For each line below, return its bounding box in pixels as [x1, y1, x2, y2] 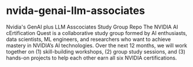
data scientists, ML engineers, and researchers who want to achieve [6, 36, 171, 43]
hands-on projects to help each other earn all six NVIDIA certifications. [6, 54, 177, 61]
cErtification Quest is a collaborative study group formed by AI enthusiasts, [6, 29, 188, 36]
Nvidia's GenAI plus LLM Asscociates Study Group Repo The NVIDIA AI [6, 23, 178, 30]
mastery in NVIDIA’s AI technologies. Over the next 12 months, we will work [6, 42, 188, 49]
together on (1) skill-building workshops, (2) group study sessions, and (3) [6, 48, 186, 55]
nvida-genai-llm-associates [6, 4, 145, 17]
